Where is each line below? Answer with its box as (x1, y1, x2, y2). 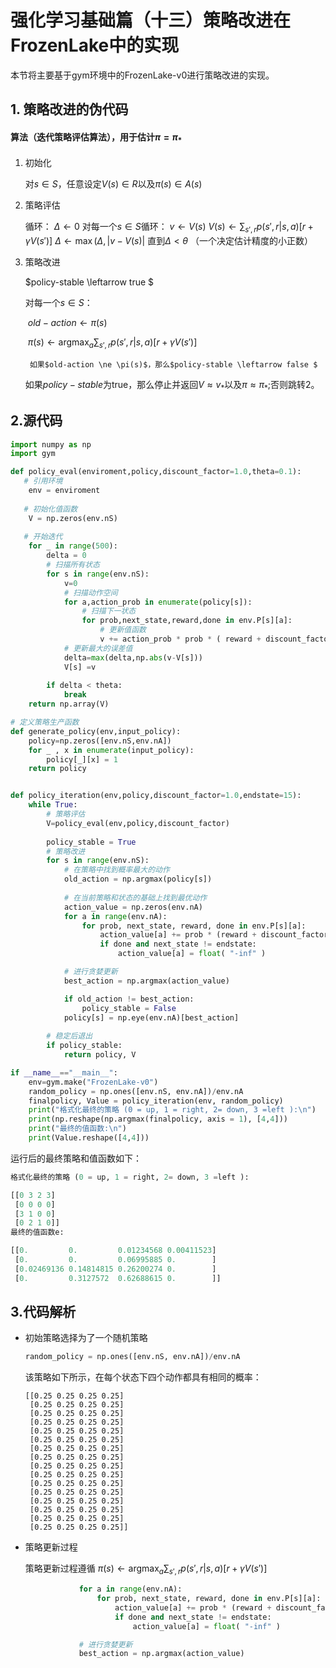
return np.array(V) (28, 699, 110, 710)
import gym (10, 449, 56, 459)
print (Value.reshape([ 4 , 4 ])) (28, 1133, 150, 1143)
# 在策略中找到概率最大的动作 (63, 865, 170, 875)
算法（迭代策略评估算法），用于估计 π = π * (10, 131, 183, 145)
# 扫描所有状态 (46, 560, 100, 570)
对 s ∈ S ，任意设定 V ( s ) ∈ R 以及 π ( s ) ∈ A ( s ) (24, 178, 203, 190)
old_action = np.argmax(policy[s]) (63, 874, 213, 885)
